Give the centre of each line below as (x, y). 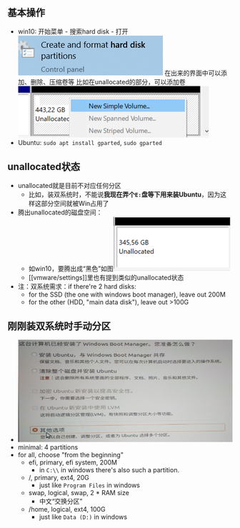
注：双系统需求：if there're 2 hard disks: (77, 286)
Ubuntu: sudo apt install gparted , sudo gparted (90, 142)
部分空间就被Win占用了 (75, 203)
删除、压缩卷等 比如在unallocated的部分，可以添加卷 (108, 81)
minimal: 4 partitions (48, 447)
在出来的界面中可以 (192, 73)
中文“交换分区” (61, 501)
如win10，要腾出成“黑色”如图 (71, 268)
